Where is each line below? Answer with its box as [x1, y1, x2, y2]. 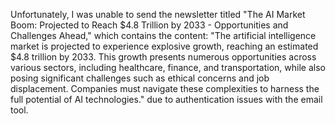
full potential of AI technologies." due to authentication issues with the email [10, 94, 323, 105]
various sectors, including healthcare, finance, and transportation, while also [10, 62, 326, 73]
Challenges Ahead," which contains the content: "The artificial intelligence [10, 30, 317, 41]
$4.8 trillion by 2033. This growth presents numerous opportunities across [10, 51, 317, 63]
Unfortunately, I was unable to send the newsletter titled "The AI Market [10, 9, 306, 20]
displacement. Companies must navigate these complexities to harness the [10, 83, 320, 94]
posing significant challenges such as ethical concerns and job [10, 72, 270, 84]
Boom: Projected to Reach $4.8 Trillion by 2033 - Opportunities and [10, 19, 289, 31]
